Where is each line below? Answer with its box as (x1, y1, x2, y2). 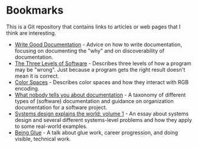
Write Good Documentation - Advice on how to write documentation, (14, 41, 182, 48)
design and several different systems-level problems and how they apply (14, 116, 192, 123)
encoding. (14, 85, 40, 92)
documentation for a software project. (14, 104, 108, 111)
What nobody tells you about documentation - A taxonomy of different (14, 91, 186, 98)
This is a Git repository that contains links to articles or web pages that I (6, 23, 181, 30)
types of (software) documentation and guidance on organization (14, 97, 174, 104)
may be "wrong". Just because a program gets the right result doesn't (14, 66, 186, 73)
